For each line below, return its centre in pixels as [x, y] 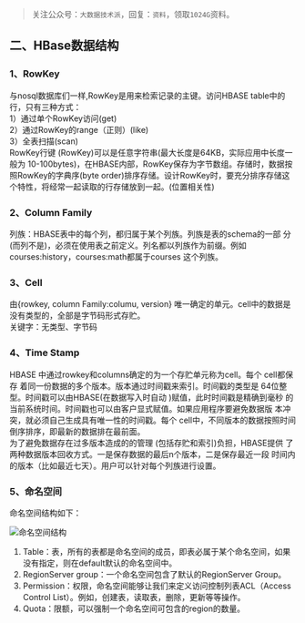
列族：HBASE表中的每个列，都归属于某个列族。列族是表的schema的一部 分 [150, 234]
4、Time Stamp [45, 352]
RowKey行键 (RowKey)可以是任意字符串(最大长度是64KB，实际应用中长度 [147, 152]
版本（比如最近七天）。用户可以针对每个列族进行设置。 [119, 465]
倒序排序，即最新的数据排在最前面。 [77, 431]
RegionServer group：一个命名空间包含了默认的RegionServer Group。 [154, 574]
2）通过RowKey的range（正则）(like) [79, 129]
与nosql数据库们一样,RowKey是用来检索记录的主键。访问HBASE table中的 [147, 96]
